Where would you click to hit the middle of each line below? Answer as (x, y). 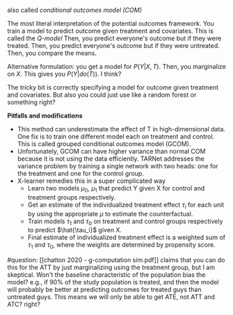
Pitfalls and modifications (45, 115)
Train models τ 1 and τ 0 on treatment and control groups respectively (125, 222)
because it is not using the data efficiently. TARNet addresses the (111, 159)
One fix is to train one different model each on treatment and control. (116, 136)
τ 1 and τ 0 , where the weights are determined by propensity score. (121, 246)
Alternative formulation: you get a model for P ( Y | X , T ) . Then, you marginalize (116, 66)
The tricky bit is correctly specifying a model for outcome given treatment (113, 87)
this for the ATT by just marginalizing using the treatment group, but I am (111, 268)
